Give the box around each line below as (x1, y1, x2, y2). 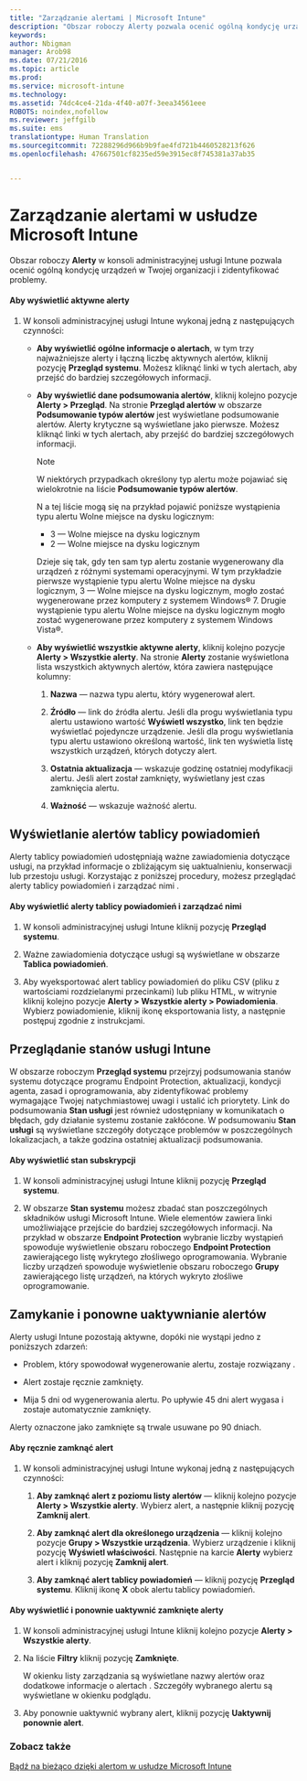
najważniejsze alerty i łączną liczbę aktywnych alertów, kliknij (36, 352, 268, 363)
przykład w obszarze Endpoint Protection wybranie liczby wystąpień (22, 1231, 284, 1242)
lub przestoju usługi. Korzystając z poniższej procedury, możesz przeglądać (9, 870, 297, 881)
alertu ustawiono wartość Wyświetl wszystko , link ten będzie (49, 715, 283, 727)
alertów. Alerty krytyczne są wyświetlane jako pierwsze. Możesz (36, 418, 281, 430)
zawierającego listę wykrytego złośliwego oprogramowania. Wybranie (22, 1250, 288, 1262)
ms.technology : (9, 90, 68, 99)
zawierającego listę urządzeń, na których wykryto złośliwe (22, 1271, 244, 1282)
